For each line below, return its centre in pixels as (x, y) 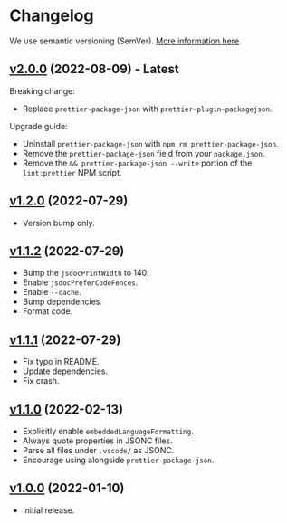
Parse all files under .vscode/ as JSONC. (98, 450)
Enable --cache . (52, 292)
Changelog (52, 16)
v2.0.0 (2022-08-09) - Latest (94, 69)
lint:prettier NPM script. (72, 172)
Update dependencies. (65, 371)
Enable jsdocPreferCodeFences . (80, 282)
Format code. (48, 311)
